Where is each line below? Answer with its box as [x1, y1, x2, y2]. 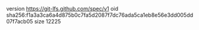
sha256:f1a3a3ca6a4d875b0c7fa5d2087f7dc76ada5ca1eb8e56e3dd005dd [6, 11, 194, 19]
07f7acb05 [6, 18, 33, 25]
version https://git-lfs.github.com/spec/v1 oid [6, 5, 119, 12]
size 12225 [34, 18, 62, 25]
